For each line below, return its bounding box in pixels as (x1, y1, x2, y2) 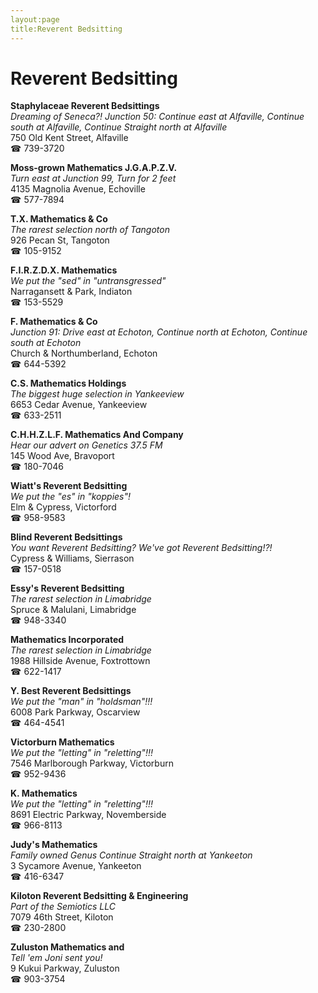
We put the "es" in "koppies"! (10, 491, 132, 503)
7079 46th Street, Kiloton (10, 911, 114, 923)
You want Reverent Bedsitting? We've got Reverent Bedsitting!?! (10, 542, 273, 554)
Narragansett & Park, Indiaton (10, 286, 133, 298)
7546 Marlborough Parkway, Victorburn (10, 757, 174, 770)
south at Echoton (10, 337, 82, 349)
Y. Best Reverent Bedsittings (10, 685, 132, 697)
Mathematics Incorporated (10, 634, 125, 646)
